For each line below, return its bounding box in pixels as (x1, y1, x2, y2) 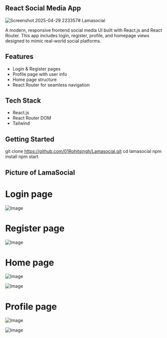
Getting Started (5, 135, 55, 143)
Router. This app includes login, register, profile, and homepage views (5, 32, 149, 38)
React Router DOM (12, 115, 52, 121)
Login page (5, 188, 53, 200)
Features (5, 52, 34, 61)
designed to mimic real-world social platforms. (5, 38, 101, 44)
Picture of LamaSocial (5, 168, 75, 177)
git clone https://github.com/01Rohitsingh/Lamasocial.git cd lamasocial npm (5, 148, 162, 154)
